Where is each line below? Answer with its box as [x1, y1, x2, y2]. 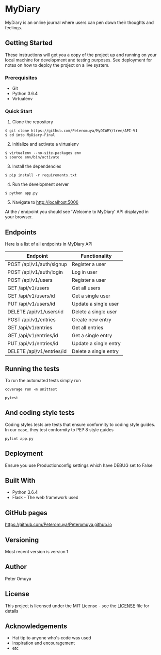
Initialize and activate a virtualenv [12, 141, 79, 147]
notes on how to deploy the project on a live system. [5, 62, 110, 68]
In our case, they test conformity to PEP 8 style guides [5, 426, 114, 432]
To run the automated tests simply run [5, 377, 81, 383]
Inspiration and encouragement [12, 640, 75, 646]
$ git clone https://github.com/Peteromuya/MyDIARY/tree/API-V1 [5, 128, 138, 134]
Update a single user [72, 301, 119, 308]
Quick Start [5, 108, 32, 115]
